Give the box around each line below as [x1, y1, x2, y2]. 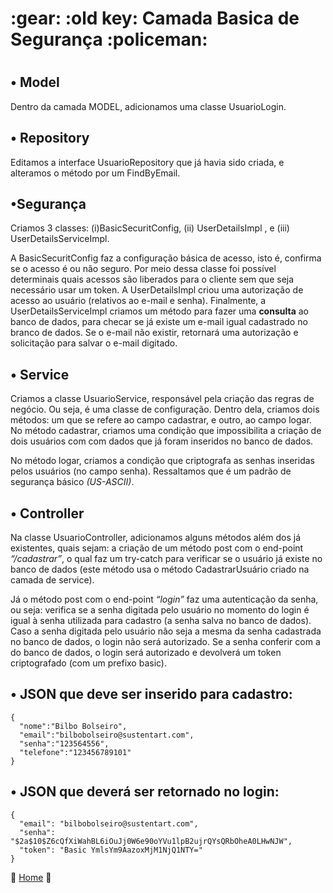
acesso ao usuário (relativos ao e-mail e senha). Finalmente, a [10, 295, 267, 307]
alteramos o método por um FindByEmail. [10, 167, 181, 179]
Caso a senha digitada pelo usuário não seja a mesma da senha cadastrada [10, 625, 322, 637]
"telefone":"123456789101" [19, 747, 132, 757]
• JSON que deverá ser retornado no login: [10, 783, 280, 801]
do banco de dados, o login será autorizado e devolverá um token [10, 647, 282, 659]
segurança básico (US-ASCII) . [10, 476, 135, 488]
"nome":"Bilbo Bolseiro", [19, 721, 128, 731]
